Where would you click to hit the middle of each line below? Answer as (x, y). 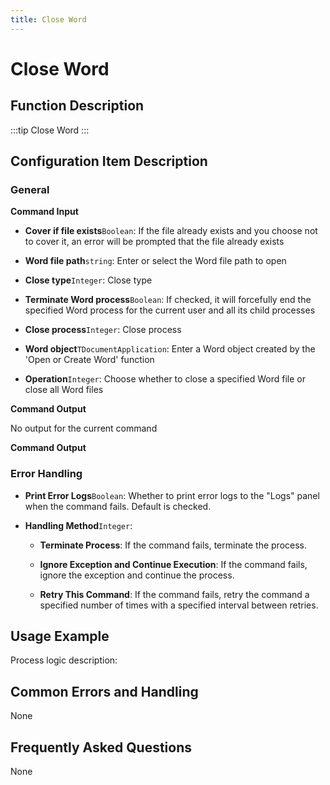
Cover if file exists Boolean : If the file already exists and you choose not (171, 231)
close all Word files (64, 390)
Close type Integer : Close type (88, 280)
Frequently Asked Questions (101, 747)
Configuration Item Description (109, 161)
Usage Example (60, 636)
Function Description (77, 106)
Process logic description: (64, 660)
